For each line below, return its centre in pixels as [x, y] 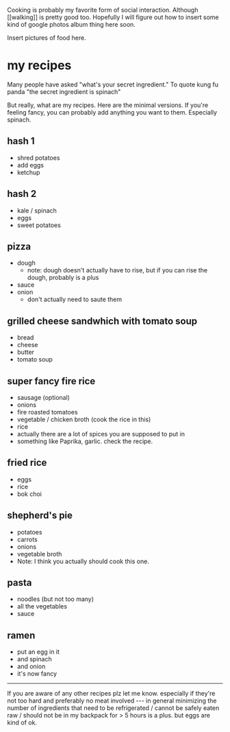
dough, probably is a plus [63, 278]
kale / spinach [37, 210]
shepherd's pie [40, 516]
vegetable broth [39, 554]
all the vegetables [42, 606]
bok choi [29, 494]
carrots [27, 539]
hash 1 [21, 141]
